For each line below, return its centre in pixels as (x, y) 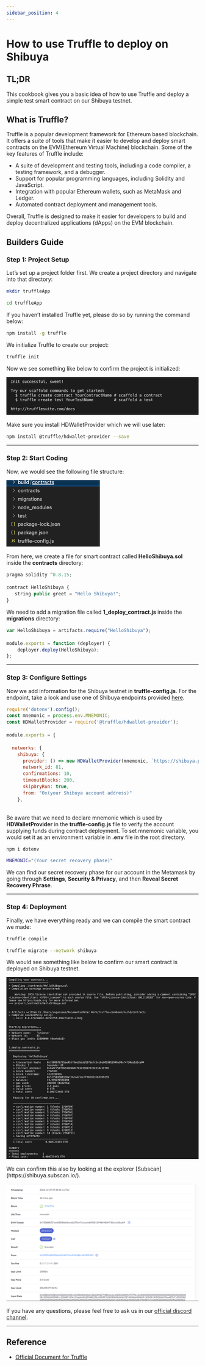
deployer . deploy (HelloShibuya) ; (58, 650)
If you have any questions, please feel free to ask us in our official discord (99, 1310)
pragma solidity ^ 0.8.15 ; (39, 575)
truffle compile (27, 939)
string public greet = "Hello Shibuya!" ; (68, 594)
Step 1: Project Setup (38, 260)
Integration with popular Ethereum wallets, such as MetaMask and (98, 192)
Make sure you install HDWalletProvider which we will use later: (86, 425)
